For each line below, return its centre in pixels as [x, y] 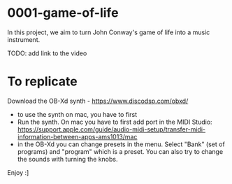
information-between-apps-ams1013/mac [77, 136]
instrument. [24, 39]
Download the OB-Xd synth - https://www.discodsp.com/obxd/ [98, 101]
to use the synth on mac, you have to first [77, 114]
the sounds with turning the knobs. [67, 159]
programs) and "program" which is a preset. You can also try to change [120, 151]
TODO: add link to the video [47, 53]
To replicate [43, 82]
